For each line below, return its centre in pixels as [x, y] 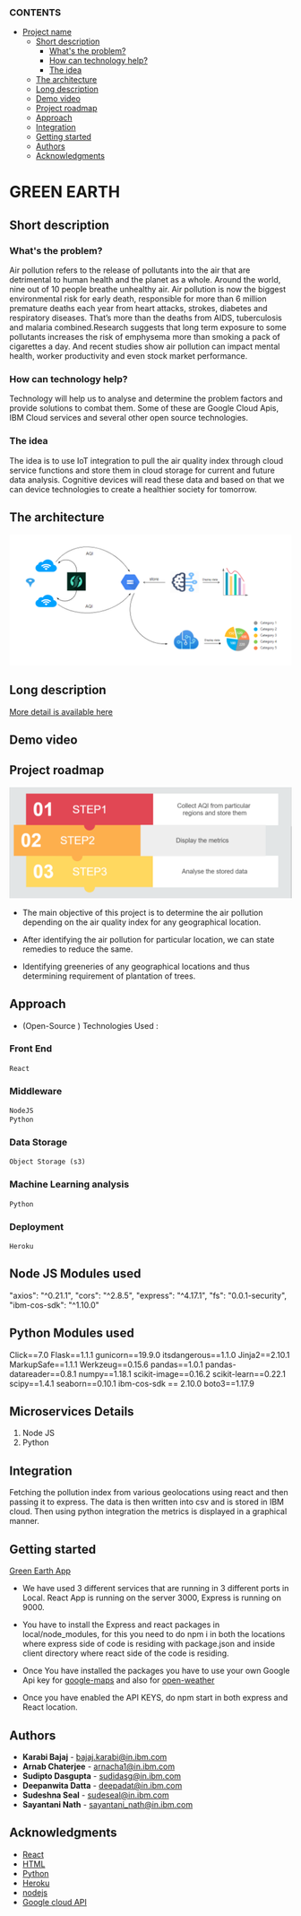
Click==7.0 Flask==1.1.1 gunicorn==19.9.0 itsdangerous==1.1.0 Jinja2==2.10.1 [150, 1354]
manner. [25, 1521]
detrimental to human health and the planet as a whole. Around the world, [145, 280]
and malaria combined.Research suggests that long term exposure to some [148, 327]
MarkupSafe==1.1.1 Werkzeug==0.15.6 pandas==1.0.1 [106, 1364]
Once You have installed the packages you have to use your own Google [156, 1671]
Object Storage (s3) [48, 1162]
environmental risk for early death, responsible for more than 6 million [138, 299]
